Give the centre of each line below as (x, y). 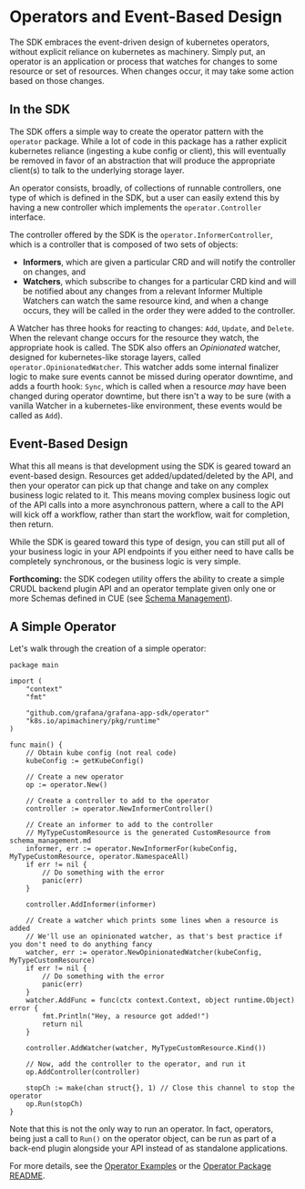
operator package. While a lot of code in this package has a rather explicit (148, 141)
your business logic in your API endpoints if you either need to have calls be (152, 551)
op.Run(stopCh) (55, 1104)
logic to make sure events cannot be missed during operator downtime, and (152, 377)
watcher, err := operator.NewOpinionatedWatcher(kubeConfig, (144, 953)
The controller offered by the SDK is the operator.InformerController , (141, 234)
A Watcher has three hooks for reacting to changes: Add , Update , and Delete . (152, 328)
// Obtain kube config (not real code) (102, 753)
